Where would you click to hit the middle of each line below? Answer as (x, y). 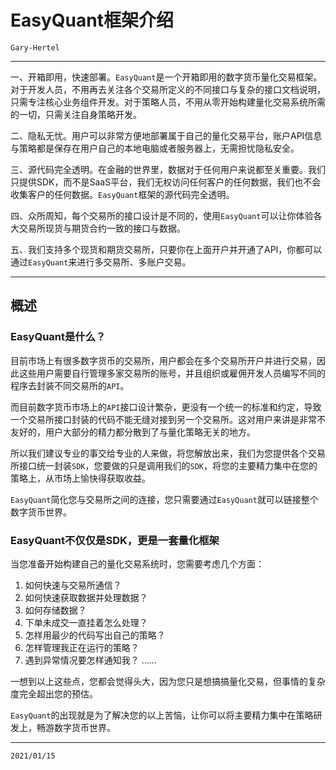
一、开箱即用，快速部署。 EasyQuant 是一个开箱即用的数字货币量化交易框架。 (166, 77)
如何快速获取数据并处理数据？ (86, 597)
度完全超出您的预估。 (54, 693)
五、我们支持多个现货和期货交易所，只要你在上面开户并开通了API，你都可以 (166, 249)
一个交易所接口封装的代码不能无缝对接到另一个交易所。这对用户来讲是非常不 (168, 419)
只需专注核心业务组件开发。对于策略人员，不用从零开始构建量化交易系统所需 (168, 102)
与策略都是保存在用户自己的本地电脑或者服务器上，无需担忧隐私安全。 (155, 148)
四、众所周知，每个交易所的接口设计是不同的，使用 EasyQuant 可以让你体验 (162, 215)
